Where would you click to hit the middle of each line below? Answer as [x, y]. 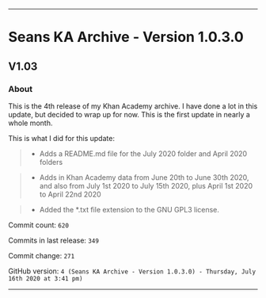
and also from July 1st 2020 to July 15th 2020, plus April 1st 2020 [146, 185]
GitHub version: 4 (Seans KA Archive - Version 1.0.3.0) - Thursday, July [132, 271]
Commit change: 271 [42, 255]
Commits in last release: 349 [53, 240]
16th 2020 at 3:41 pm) [46, 278]
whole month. [30, 123]
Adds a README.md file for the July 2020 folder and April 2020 [143, 153]
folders [51, 162]
